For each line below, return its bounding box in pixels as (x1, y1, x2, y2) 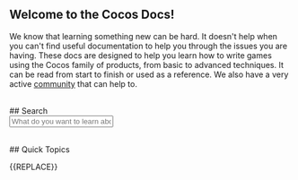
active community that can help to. (9, 78, 137, 89)
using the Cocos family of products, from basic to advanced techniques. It (9, 59, 285, 70)
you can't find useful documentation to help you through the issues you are (9, 40, 288, 51)
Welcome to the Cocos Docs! (9, 7, 175, 22)
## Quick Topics (9, 143, 70, 155)
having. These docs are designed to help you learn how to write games (9, 49, 272, 61)
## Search (9, 105, 48, 116)
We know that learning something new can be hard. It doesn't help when (9, 30, 278, 41)
